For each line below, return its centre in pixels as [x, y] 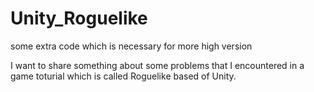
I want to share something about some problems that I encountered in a [157, 65]
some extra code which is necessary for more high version [131, 46]
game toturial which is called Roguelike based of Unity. [123, 76]
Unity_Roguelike [79, 18]
